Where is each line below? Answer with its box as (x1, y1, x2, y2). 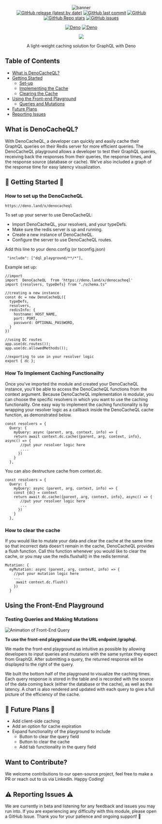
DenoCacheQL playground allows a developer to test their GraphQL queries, (5, 148, 157, 154)
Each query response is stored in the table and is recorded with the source (5, 676, 154, 682)
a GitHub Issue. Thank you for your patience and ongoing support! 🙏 (5, 813, 141, 820)
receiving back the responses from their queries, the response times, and (5, 153, 151, 159)
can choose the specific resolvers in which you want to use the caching (5, 396, 148, 402)
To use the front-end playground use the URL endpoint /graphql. (5, 636, 137, 642)
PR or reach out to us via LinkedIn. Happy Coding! (5, 776, 104, 782)
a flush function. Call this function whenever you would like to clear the (5, 548, 147, 554)
